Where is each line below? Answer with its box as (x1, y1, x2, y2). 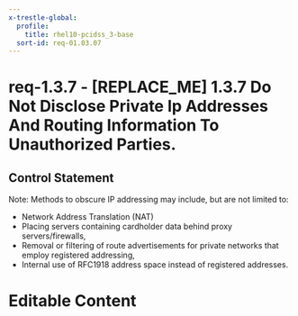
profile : (16, 22, 50, 31)
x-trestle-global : (8, 13, 77, 23)
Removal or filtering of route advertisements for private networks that (21, 240, 280, 251)
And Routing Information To (8, 115, 220, 136)
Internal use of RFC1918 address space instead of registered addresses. (21, 259, 289, 270)
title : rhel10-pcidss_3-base (24, 30, 134, 39)
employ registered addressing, (21, 249, 136, 261)
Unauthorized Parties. (8, 134, 176, 155)
